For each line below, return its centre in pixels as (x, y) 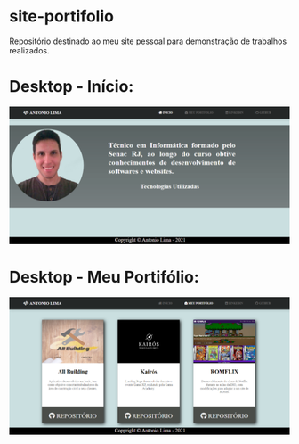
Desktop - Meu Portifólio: (105, 277)
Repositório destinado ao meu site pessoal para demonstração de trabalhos (148, 41)
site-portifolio (61, 16)
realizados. (29, 50)
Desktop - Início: (72, 87)
